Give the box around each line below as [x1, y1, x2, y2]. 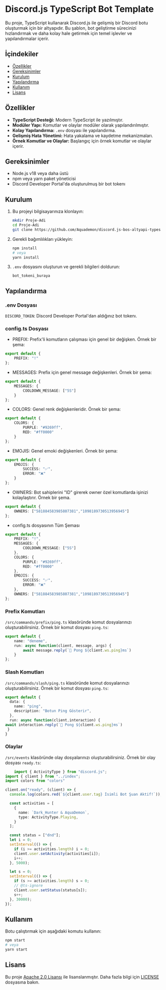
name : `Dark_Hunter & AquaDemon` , [18, 810, 90, 815]
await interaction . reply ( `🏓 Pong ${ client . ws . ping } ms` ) [5, 722, 123, 727]
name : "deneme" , [14, 638, 48, 643]
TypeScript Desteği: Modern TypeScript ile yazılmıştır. [12, 117, 124, 123]
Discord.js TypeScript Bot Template [5, 3, 154, 15]
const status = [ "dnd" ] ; [9, 833, 61, 838]
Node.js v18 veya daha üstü [12, 171, 69, 177]
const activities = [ [9, 801, 54, 806]
